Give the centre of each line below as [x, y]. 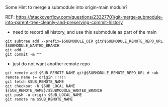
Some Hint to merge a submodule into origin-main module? [66, 7]
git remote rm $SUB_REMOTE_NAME [39, 99]
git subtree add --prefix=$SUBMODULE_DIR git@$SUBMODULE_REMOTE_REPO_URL [84, 41]
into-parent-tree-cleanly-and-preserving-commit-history [64, 22]
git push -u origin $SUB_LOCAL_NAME [44, 95]
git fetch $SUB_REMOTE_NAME [35, 82]
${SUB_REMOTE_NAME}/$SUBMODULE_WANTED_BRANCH [54, 90]
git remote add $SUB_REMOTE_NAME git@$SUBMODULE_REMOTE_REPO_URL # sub [82, 73]
